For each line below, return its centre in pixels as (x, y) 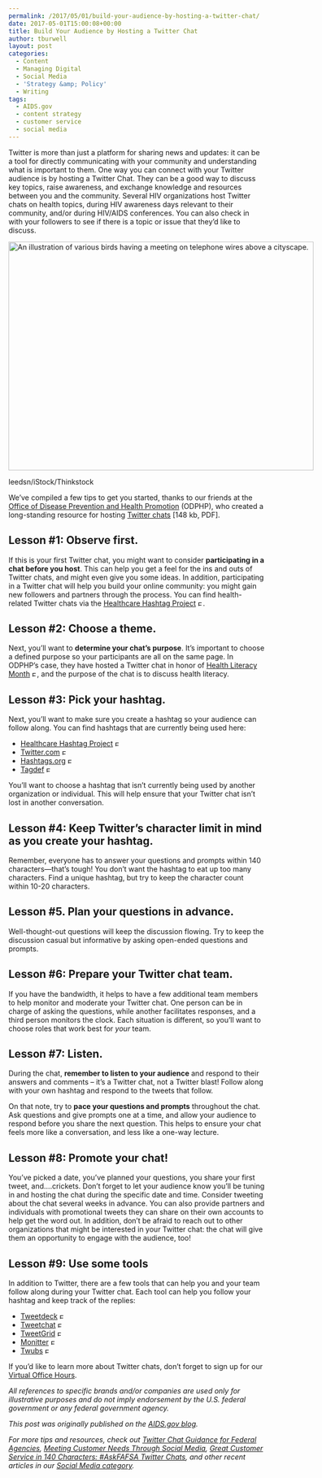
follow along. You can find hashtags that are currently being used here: (127, 728)
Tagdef (32, 770)
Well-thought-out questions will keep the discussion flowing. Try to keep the (136, 931)
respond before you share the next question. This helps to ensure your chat (135, 1124)
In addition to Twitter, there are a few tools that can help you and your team (134, 1283)
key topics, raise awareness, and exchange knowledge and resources (125, 187)
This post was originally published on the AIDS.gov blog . (103, 1424)
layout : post (30, 46)
